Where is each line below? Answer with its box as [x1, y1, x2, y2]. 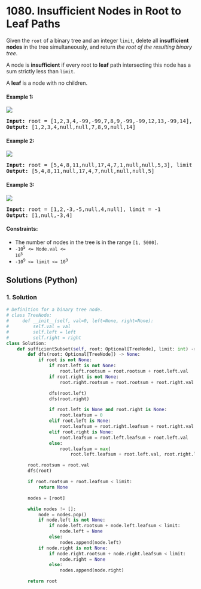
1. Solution [6, 293, 37, 302]
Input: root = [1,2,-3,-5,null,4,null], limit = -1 [6, 206, 162, 213]
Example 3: [6, 181, 35, 188]
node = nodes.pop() [38, 511, 87, 517]
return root [28, 578, 58, 584]
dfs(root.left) [48, 390, 87, 396]
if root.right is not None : [48, 374, 119, 380]
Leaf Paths [6, 17, 61, 31]
